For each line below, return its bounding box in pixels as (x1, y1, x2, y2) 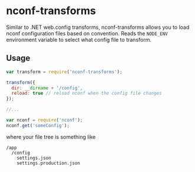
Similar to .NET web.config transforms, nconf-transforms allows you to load (6, 24, 190, 31)
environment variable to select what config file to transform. (6, 36, 152, 43)
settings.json (16, 155, 51, 161)
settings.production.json (16, 160, 81, 166)
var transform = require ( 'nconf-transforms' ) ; (6, 69, 123, 75)
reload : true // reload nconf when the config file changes (11, 90, 162, 97)
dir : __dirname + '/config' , (11, 85, 83, 91)
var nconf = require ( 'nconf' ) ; (6, 117, 83, 123)
